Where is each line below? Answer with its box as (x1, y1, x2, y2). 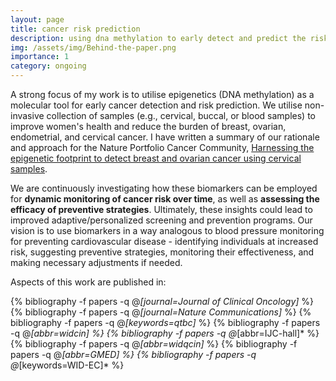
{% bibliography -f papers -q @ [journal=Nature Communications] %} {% (10, 306, 312, 318)
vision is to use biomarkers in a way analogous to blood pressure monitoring (10, 225, 325, 236)
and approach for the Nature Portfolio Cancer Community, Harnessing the (10, 142, 315, 153)
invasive (10, 110, 45, 121)
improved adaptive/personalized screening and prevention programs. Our (10, 214, 313, 226)
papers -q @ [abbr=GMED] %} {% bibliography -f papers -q (10, 349, 257, 360)
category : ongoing (10, 61, 87, 71)
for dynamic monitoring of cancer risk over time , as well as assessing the (10, 193, 320, 205)
